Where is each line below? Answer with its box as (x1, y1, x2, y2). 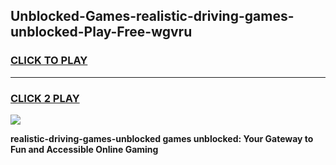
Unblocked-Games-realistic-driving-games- (10, 8, 295, 25)
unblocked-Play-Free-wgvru (10, 24, 193, 41)
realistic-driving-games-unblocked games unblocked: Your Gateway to (10, 132, 314, 144)
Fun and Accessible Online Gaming (10, 143, 159, 155)
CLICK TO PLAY (10, 54, 88, 68)
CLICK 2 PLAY (10, 91, 80, 105)
